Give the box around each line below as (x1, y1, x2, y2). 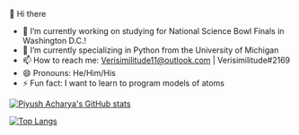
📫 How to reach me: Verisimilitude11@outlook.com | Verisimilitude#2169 (22, 55, 291, 65)
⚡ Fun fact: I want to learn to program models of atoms (22, 78, 224, 89)
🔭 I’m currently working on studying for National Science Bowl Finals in (22, 26, 285, 36)
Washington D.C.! (22, 36, 87, 46)
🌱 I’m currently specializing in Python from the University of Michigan (22, 45, 279, 55)
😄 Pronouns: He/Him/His (22, 68, 117, 78)
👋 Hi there (9, 9, 47, 19)
